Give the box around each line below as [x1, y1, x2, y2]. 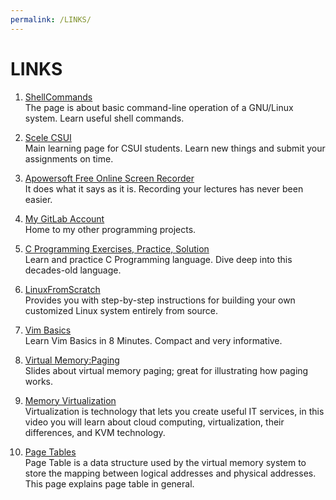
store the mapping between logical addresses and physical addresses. [24, 467, 317, 479]
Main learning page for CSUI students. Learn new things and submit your [24, 142, 326, 154]
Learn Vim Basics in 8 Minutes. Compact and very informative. [24, 334, 283, 346]
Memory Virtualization [24, 394, 117, 406]
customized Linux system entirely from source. [24, 304, 219, 316]
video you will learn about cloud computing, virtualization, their [24, 416, 285, 428]
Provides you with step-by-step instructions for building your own [24, 294, 296, 306]
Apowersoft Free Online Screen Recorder [24, 172, 195, 184]
